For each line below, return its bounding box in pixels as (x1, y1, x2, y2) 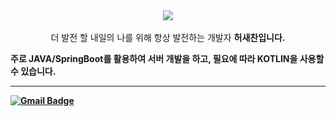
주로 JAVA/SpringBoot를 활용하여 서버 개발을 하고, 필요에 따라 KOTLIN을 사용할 (10, 53, 325, 64)
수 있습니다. (10, 65, 57, 77)
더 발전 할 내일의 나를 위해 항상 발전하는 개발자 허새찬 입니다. (50, 32, 286, 43)
